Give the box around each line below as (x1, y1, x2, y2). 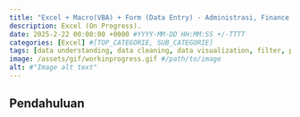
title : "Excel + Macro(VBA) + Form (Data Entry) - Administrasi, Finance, (9, 13, 294, 22)
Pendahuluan (9, 96, 85, 112)
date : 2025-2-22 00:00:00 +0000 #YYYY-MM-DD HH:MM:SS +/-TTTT (9, 29, 246, 38)
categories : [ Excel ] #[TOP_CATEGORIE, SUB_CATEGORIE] (9, 38, 214, 47)
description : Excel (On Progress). (9, 21, 142, 30)
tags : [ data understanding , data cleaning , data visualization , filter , (9, 46, 286, 55)
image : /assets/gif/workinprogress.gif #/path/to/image (9, 54, 221, 63)
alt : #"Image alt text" (9, 63, 98, 72)
